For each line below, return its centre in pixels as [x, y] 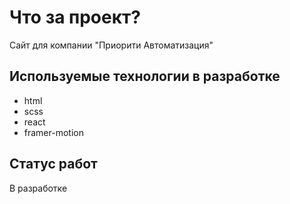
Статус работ [53, 164]
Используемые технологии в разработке [145, 76]
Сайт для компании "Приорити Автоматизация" [111, 45]
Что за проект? [75, 17]
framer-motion [53, 132]
